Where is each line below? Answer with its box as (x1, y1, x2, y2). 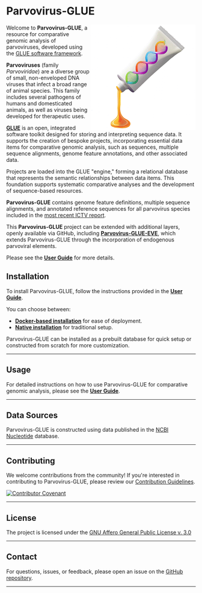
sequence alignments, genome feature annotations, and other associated (6, 149, 188, 157)
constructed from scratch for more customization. (6, 341, 130, 349)
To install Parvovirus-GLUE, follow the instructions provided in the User (6, 287, 183, 294)
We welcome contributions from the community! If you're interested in (6, 471, 180, 479)
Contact (6, 552, 37, 562)
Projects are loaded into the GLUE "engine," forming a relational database (6, 167, 188, 175)
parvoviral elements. (6, 242, 57, 249)
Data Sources (6, 410, 58, 420)
